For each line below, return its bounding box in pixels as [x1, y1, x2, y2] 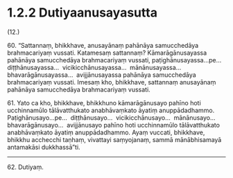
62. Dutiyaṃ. [7, 163, 44, 171]
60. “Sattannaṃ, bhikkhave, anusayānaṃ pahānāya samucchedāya [7, 41, 199, 49]
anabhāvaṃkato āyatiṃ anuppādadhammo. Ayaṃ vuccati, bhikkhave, [7, 128, 205, 136]
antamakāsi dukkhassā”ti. [7, 143, 81, 151]
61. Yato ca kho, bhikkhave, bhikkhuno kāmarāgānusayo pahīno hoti [7, 98, 201, 107]
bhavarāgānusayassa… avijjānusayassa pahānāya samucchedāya [7, 71, 196, 79]
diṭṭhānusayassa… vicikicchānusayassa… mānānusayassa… [7, 63, 182, 71]
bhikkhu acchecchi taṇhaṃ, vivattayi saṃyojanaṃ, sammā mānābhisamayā [7, 135, 222, 143]
